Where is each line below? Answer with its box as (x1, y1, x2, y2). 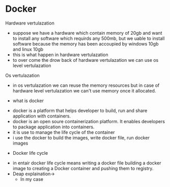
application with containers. (12, 113, 71, 119)
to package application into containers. (12, 124, 95, 130)
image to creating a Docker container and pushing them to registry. (12, 165, 154, 171)
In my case (20, 176, 43, 182)
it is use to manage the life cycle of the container (12, 129, 116, 135)
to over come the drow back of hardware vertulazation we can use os (12, 57, 159, 63)
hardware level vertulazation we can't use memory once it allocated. (12, 87, 156, 93)
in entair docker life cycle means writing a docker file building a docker (12, 159, 161, 166)
